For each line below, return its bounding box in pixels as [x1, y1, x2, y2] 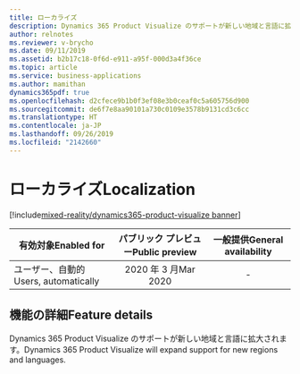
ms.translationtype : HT [9, 113, 98, 122]
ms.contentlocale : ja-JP [9, 122, 102, 131]
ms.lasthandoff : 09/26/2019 [9, 130, 114, 139]
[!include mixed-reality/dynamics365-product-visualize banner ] [9, 209, 241, 220]
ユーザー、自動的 [13, 263, 86, 276]
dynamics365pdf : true [9, 88, 90, 97]
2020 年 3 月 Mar [124, 263, 196, 276]
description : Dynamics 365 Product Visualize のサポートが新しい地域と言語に [9, 21, 286, 30]
